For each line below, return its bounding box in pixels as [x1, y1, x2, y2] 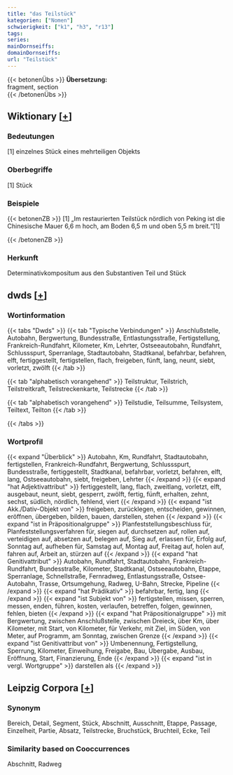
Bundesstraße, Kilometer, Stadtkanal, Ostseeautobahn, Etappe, [39, 564, 221, 573]
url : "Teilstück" [7, 56, 58, 63]
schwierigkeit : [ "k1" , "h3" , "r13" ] [7, 23, 114, 30]
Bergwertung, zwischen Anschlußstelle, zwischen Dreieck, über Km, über [7, 617, 220, 625]
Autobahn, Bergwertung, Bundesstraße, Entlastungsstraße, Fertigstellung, [7, 334, 220, 343]
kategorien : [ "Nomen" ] [7, 17, 73, 24]
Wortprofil [7, 437, 43, 446]
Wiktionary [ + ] [7, 110, 72, 123]
